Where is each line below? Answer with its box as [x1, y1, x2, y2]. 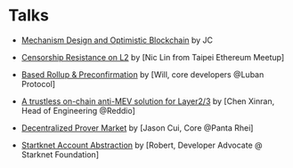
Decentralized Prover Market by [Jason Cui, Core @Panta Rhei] [20, 122, 254, 133]
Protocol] [20, 78, 55, 89]
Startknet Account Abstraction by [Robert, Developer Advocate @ [20, 140, 264, 150]
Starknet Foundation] [20, 148, 100, 160]
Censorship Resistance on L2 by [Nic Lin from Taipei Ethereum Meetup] [20, 52, 285, 62]
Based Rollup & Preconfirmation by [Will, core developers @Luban [20, 68, 265, 80]
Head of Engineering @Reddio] [20, 105, 135, 116]
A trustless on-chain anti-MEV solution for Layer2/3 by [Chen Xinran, [20, 95, 275, 107]
